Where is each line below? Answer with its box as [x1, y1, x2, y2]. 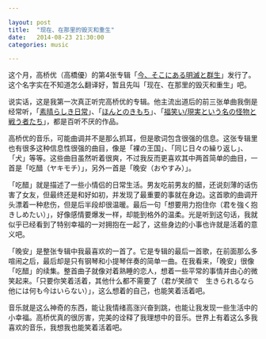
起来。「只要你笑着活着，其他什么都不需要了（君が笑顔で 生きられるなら [14, 276, 255, 286]
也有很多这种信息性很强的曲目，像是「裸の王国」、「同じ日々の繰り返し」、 [8, 143, 248, 153]
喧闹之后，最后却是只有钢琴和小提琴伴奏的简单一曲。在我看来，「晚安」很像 [8, 257, 255, 266]
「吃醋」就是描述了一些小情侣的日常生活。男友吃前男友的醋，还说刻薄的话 [8, 180, 251, 190]
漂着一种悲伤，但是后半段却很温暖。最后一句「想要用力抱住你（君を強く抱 [14, 200, 258, 210]
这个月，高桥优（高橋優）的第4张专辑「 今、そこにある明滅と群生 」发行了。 [8, 70, 256, 80]
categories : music [8, 40, 69, 48]
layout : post [8, 18, 51, 26]
